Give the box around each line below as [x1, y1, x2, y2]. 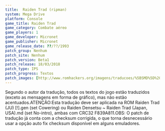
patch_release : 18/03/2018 [5, 62, 60, 67]
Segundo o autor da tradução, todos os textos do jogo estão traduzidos [5, 89, 150, 95]
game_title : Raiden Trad [5, 21, 56, 26]
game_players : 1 [5, 30, 38, 35]
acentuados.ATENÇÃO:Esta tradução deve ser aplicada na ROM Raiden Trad [5, 99, 160, 105]
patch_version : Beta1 [5, 57, 50, 62]
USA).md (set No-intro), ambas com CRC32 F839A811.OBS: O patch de [5, 110, 149, 116]
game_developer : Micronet [5, 35, 58, 40]
